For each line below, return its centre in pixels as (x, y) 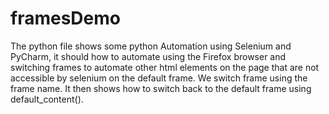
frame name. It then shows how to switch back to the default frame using (161, 88)
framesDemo (65, 18)
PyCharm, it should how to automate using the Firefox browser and (148, 56)
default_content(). (47, 99)
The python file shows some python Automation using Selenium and (151, 46)
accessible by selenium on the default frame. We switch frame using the (159, 78)
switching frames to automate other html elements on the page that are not (165, 67)
